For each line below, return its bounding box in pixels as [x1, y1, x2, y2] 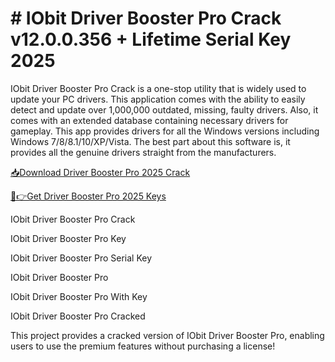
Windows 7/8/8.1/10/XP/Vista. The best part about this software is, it [10, 135, 291, 147]
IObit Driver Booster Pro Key [10, 232, 127, 244]
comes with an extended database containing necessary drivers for [10, 114, 289, 126]
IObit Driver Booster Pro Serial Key [10, 252, 153, 264]
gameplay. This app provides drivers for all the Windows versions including [10, 125, 320, 137]
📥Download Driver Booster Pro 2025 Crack [10, 166, 191, 178]
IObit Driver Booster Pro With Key [10, 290, 148, 302]
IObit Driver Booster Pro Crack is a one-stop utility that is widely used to [10, 82, 307, 94]
